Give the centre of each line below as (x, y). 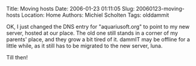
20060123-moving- (160, 9)
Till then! (17, 57)
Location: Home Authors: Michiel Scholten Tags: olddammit (95, 15)
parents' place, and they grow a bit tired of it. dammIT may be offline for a (98, 39)
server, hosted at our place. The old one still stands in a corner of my (92, 33)
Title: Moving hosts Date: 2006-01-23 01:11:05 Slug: (70, 9)
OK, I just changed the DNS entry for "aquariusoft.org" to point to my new (98, 27)
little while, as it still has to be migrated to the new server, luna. (84, 46)
